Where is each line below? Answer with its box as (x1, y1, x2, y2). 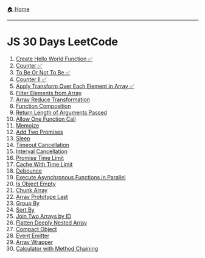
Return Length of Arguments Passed (15, 109, 107, 116)
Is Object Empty (15, 180, 57, 187)
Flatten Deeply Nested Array (15, 219, 88, 226)
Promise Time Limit (15, 154, 64, 161)
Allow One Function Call (15, 115, 76, 123)
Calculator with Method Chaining (15, 245, 99, 252)
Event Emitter (15, 232, 50, 239)
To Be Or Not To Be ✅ (15, 68, 71, 76)
